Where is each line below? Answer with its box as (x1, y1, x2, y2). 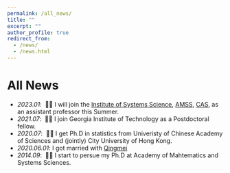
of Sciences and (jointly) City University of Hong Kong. (16, 136, 173, 144)
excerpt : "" (7, 23, 41, 29)
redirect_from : (7, 36, 51, 42)
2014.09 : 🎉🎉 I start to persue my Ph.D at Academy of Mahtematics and (16, 151, 218, 159)
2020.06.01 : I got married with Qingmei (16, 144, 128, 152)
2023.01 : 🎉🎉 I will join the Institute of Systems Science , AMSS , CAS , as (16, 100, 218, 108)
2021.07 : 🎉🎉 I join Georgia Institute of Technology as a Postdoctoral (16, 114, 209, 123)
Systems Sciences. (16, 158, 71, 166)
